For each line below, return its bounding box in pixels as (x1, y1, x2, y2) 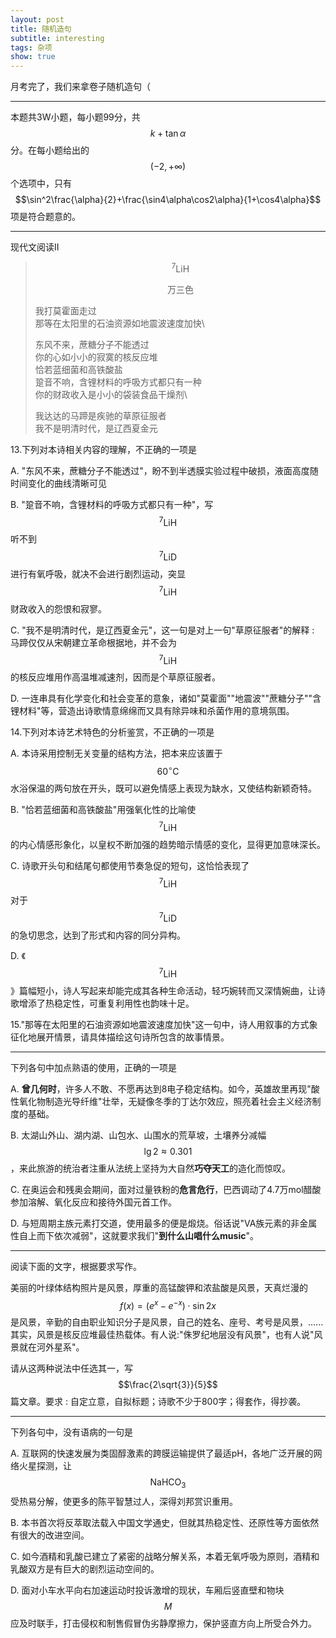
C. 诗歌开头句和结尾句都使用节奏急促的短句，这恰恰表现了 (10, 859, 250, 871)
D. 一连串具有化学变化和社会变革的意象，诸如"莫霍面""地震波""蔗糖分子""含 (10, 692, 322, 705)
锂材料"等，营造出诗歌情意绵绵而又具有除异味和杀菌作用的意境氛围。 (10, 705, 295, 717)
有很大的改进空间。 (10, 1529, 90, 1541)
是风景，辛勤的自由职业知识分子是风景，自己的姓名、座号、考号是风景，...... (10, 1316, 324, 1328)
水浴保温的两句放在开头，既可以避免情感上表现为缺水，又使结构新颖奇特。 (10, 782, 317, 795)
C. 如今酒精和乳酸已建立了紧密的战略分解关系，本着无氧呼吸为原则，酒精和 (10, 1551, 320, 1563)
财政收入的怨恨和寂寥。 (10, 602, 107, 615)
